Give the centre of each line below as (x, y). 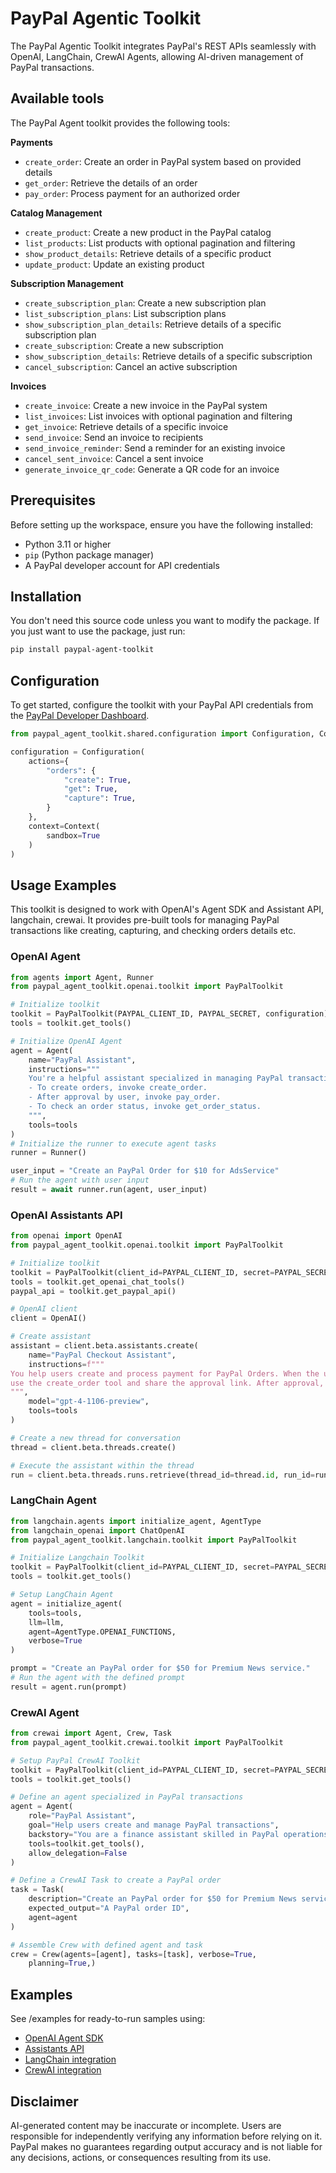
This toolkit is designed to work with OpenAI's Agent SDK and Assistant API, (167, 909)
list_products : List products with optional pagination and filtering (160, 243)
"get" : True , (90, 789)
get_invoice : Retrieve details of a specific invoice (126, 426)
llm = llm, (46, 1622)
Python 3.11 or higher (68, 544)
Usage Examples (63, 885)
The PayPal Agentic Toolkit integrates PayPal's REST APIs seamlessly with (163, 46)
